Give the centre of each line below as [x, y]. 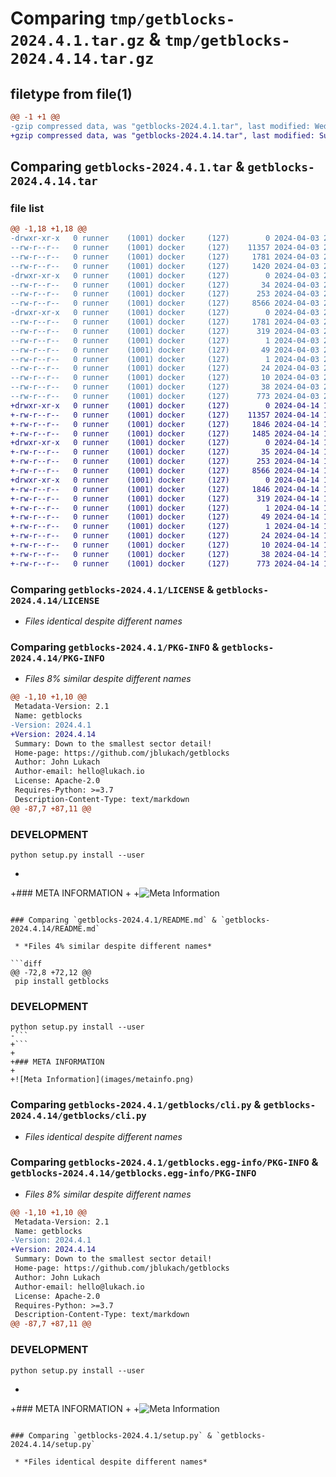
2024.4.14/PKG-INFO [57, 658]
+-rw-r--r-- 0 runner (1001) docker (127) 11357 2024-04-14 [165, 415]
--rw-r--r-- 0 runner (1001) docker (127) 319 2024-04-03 [165, 331]
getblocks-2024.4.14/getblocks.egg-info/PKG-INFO [133, 1173]
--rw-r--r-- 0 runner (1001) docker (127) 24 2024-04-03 [165, 368]
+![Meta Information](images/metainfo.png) [102, 1080]
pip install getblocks [62, 981]
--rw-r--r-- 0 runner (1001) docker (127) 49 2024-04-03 [165, 350]
